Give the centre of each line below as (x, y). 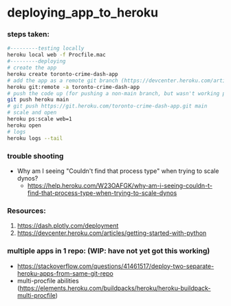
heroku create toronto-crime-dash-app (63, 74)
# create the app (32, 68)
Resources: (26, 210)
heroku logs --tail (35, 138)
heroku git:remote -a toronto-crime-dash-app (73, 87)
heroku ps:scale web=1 (40, 119)
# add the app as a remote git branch (63, 81)
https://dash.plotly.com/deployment (68, 226)
